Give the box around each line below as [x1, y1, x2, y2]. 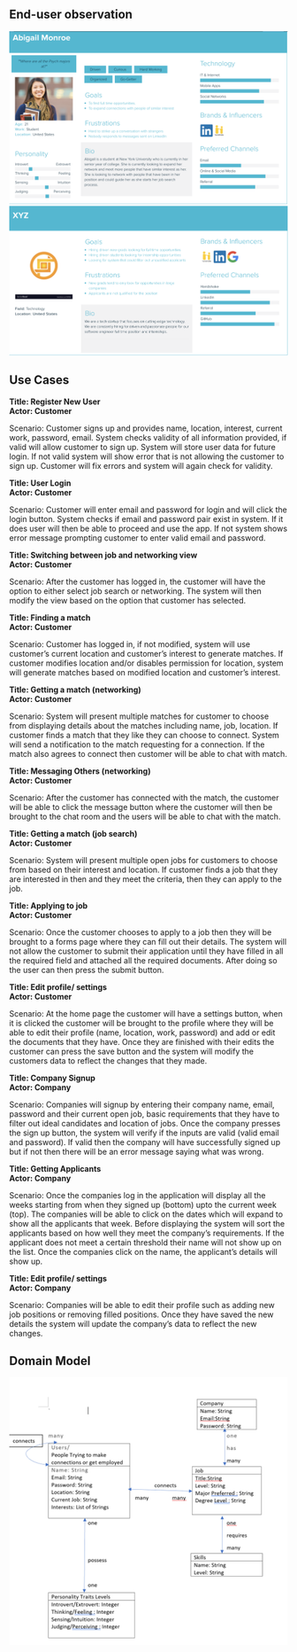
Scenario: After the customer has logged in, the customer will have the [9, 576, 266, 587]
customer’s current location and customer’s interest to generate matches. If [9, 648, 284, 658]
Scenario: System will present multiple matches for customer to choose [9, 711, 270, 721]
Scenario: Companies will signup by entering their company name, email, [9, 1099, 276, 1110]
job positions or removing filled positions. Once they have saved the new [9, 1309, 274, 1320]
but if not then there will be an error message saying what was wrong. [9, 1146, 264, 1157]
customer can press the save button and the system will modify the [9, 1046, 255, 1056]
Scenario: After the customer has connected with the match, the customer [9, 792, 279, 803]
